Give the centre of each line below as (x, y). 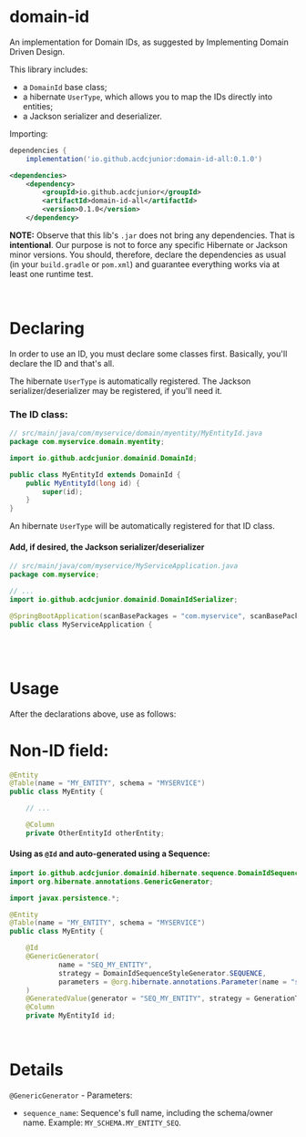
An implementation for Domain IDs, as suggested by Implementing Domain (149, 42)
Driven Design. (37, 51)
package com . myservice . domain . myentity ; (87, 442)
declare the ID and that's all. (62, 363)
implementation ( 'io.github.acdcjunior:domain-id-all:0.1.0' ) (144, 159)
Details (36, 1070)
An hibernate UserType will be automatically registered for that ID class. (142, 526)
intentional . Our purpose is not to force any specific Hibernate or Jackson (149, 244)
